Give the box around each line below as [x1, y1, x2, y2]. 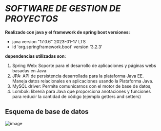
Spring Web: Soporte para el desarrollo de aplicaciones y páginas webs [12, 63, 156, 68]
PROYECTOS [5, 13, 58, 24]
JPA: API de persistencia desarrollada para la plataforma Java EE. [12, 73, 144, 79]
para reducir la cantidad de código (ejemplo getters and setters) [12, 93, 141, 99]
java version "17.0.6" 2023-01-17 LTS [12, 38, 86, 44]
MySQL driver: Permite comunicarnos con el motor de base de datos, [12, 83, 152, 89]
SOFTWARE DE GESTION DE [5, 3, 121, 14]
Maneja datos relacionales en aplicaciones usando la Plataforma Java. [12, 78, 154, 84]
